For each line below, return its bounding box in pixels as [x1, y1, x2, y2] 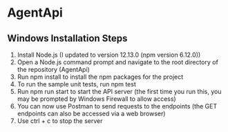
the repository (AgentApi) [17, 66, 90, 73]
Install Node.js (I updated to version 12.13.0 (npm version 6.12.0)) [17, 50, 201, 59]
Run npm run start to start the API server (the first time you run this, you [17, 88, 222, 95]
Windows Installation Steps [7, 32, 128, 44]
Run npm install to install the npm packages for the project [17, 73, 184, 81]
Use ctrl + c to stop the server [17, 117, 103, 125]
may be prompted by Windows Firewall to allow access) [17, 95, 176, 103]
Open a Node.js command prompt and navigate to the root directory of [17, 58, 219, 66]
